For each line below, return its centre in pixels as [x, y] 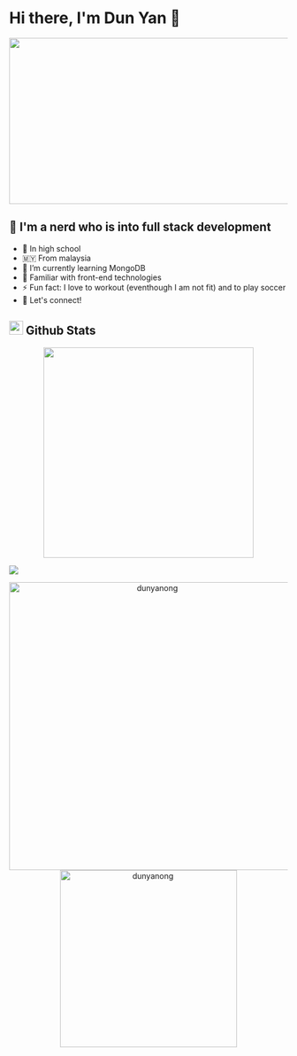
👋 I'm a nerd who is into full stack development [140, 227]
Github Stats [61, 331]
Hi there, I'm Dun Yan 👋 [95, 18]
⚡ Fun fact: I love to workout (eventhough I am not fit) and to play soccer [154, 287]
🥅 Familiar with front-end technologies [91, 277]
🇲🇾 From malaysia [56, 258]
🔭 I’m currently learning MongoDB [84, 268]
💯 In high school [51, 248]
